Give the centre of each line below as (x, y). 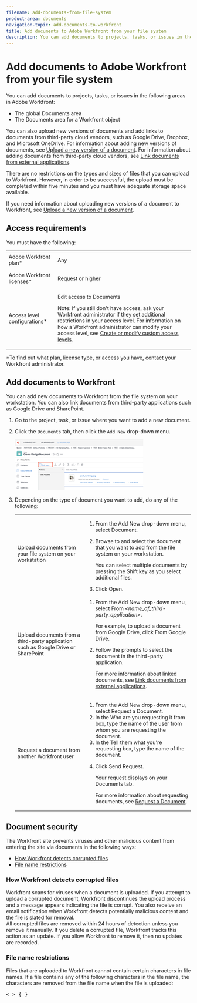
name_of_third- (147, 608)
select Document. (116, 530)
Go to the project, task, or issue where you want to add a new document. (103, 420)
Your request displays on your (131, 778)
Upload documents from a (49, 635)
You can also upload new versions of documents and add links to (85, 131)
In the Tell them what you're (129, 742)
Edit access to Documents (89, 297)
